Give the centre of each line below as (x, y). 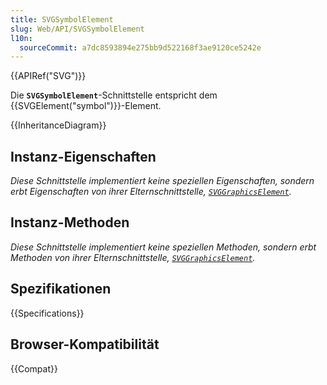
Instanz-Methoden (70, 222)
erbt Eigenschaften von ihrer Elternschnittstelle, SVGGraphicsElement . (151, 192)
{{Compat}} (34, 368)
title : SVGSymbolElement (62, 19)
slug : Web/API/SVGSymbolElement (77, 29)
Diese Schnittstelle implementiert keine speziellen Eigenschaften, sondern (162, 181)
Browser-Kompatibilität (85, 344)
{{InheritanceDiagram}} (58, 125)
